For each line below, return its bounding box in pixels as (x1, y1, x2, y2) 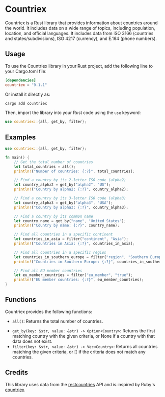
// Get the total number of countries (14, 159, 93, 164)
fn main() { (5, 155, 29, 160)
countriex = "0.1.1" (5, 82, 48, 87)
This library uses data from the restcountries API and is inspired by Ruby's (5, 381, 155, 387)
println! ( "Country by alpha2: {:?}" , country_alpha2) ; (14, 187, 129, 192)
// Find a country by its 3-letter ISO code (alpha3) (14, 196, 126, 201)
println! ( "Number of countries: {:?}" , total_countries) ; (14, 169, 135, 174)
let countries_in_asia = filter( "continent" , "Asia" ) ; (14, 237, 129, 241)
